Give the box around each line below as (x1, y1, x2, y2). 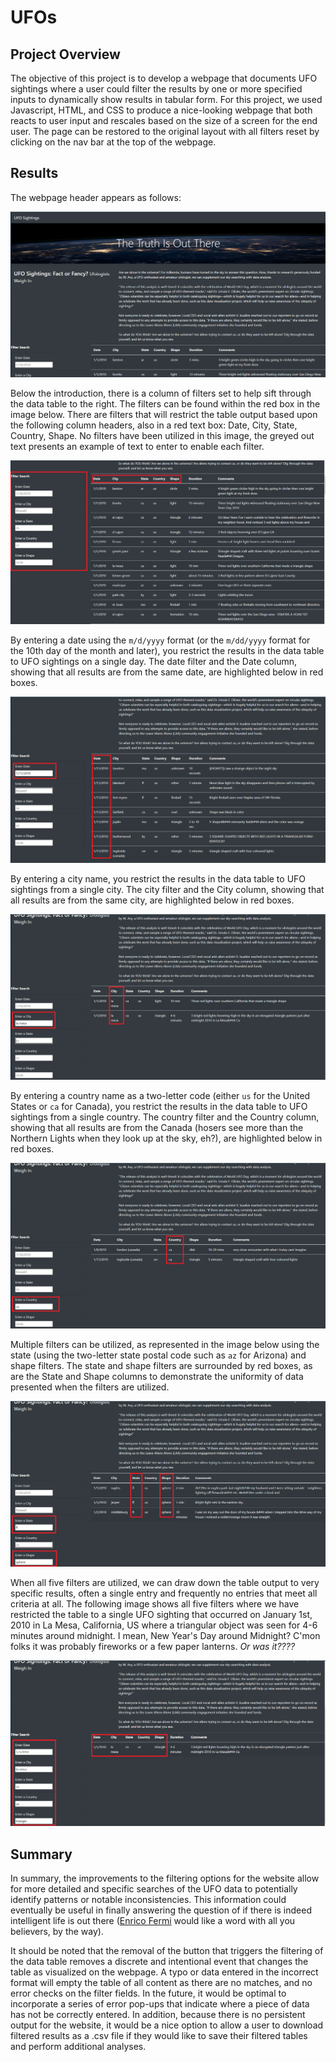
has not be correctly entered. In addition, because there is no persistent (10, 2009, 306, 2021)
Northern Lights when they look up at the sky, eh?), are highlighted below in (10, 1132, 323, 1144)
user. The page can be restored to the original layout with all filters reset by (10, 126, 320, 137)
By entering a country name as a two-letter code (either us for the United (10, 1090, 311, 1101)
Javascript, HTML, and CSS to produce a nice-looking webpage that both (10, 104, 313, 116)
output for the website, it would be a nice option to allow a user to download (10, 2019, 324, 2031)
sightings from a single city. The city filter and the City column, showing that (10, 884, 325, 896)
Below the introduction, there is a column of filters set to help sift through (10, 387, 312, 400)
